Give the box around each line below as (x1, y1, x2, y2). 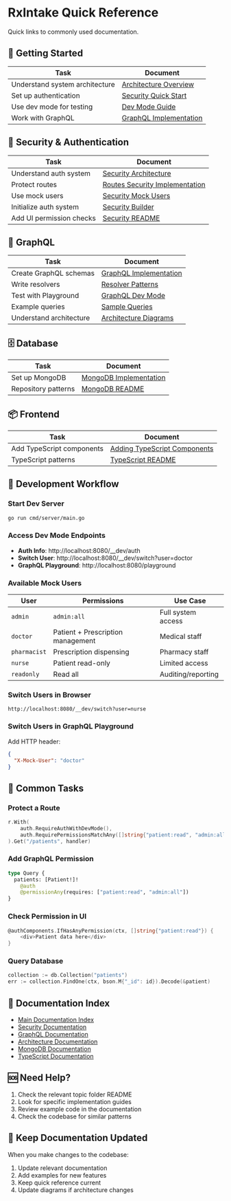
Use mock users (11, 191, 64, 200)
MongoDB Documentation (17, 1045, 91, 1053)
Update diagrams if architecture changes (17, 1185, 134, 1194)
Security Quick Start (121, 91, 187, 100)
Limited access (159, 658, 208, 668)
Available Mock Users (8, 578, 82, 587)
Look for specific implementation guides (17, 1097, 132, 1105)
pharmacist (11, 648, 47, 656)
